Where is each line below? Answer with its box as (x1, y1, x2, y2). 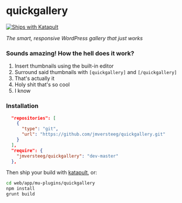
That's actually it (14, 75, 55, 82)
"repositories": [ (11, 115, 57, 121)
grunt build (6, 191, 35, 197)
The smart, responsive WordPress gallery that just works (6, 34, 143, 41)
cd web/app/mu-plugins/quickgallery (6, 180, 95, 186)
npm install (6, 185, 35, 192)
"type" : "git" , (21, 126, 59, 132)
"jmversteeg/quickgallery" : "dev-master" (16, 153, 118, 159)
